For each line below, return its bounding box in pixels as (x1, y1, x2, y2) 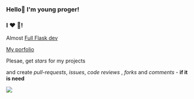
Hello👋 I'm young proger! (6, 5, 80, 14)
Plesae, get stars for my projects (6, 57, 86, 64)
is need (6, 75, 25, 82)
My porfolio (6, 46, 34, 53)
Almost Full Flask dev (6, 35, 58, 42)
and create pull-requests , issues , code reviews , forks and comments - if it (6, 69, 188, 76)
